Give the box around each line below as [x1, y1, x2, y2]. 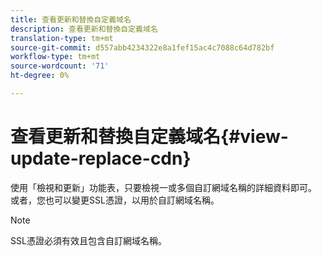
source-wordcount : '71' [10, 61, 110, 71]
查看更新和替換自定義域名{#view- [10, 126, 289, 148]
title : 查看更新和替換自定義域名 [10, 14, 132, 25]
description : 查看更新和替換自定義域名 [10, 24, 158, 34]
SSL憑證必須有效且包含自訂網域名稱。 [10, 234, 167, 246]
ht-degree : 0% [10, 71, 70, 81]
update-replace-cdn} [10, 147, 192, 170]
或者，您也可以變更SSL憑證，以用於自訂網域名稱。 [10, 194, 220, 206]
